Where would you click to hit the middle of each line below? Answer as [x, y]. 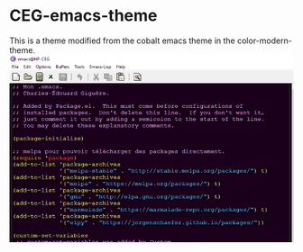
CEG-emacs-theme [83, 16]
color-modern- [265, 40]
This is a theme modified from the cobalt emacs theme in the [123, 40]
